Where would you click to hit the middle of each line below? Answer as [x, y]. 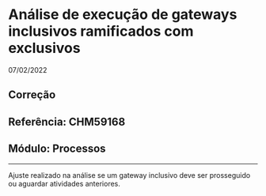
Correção [32, 95]
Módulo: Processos [57, 149]
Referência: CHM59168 [67, 121]
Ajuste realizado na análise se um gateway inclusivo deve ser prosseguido [129, 175]
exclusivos [44, 48]
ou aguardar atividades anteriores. [65, 183]
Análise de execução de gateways [123, 15]
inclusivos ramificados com [101, 31]
